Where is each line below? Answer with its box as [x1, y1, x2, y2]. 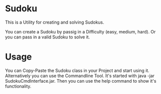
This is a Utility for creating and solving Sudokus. [5, 19, 105, 25]
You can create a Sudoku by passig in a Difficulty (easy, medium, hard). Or [5, 29, 156, 34]
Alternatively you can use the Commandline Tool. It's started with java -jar [5, 72, 155, 79]
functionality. [5, 83, 32, 89]
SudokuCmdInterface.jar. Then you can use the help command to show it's [5, 78, 157, 84]
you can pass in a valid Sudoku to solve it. [5, 34, 90, 40]
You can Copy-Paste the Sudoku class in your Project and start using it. [5, 67, 150, 73]
